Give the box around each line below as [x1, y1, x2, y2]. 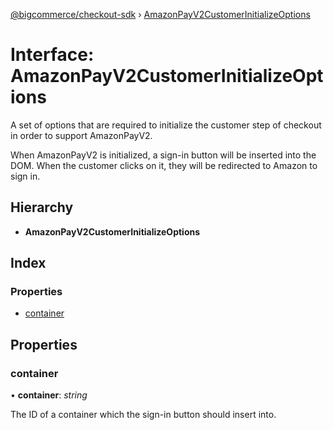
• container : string [10, 389, 88, 401]
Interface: [10, 44, 95, 66]
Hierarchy [10, 199, 74, 216]
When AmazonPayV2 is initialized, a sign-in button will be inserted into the [10, 149, 317, 161]
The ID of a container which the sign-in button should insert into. [10, 409, 277, 421]
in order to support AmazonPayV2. [10, 129, 153, 141]
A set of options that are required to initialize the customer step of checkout [10, 119, 322, 131]
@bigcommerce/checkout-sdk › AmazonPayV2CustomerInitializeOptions [10, 9, 311, 20]
